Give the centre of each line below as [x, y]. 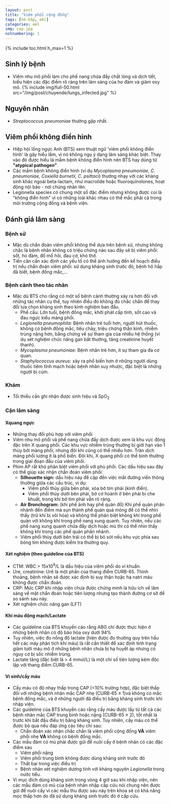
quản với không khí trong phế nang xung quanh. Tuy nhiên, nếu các [91, 520]
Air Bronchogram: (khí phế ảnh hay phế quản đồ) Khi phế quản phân [92, 504]
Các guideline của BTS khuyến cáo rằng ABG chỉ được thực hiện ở [82, 627]
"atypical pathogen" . [35, 165]
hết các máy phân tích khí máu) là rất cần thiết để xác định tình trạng [84, 643]
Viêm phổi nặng [37, 753]
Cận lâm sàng [22, 410]
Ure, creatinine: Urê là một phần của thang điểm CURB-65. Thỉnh [80, 571]
